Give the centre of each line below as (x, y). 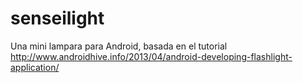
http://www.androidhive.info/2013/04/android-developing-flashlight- (151, 56)
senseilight (57, 18)
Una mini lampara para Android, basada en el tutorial (119, 46)
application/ (35, 67)
